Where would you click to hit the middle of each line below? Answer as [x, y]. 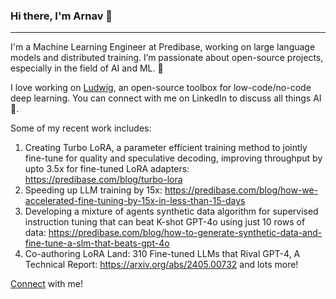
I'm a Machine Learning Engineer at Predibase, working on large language [163, 47]
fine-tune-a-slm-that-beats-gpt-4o [97, 243]
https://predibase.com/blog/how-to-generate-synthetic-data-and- [185, 233]
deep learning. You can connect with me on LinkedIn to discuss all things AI [166, 98]
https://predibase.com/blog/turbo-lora [103, 180]
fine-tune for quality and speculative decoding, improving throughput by [173, 158]
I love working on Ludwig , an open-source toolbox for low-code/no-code [161, 88]
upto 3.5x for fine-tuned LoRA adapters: [107, 169]
